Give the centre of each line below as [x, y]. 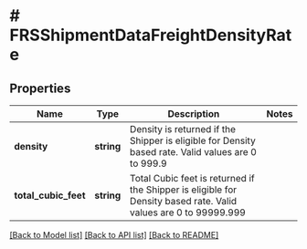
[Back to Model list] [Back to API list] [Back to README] [114, 235]
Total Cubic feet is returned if [192, 178]
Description [194, 114]
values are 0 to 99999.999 [188, 213]
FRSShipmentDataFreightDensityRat [151, 35]
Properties [40, 88]
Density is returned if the [182, 129]
